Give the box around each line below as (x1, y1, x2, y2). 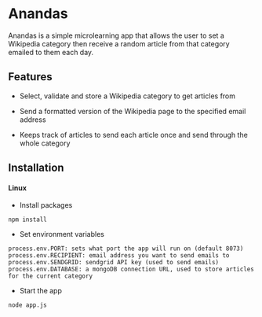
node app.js (8, 301, 47, 309)
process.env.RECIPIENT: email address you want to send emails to (8, 252, 230, 260)
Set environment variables (19, 230, 104, 239)
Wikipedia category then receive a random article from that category (8, 39, 230, 48)
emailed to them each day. (8, 47, 94, 57)
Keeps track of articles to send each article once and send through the (19, 130, 249, 139)
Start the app (19, 286, 63, 296)
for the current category (8, 272, 93, 280)
